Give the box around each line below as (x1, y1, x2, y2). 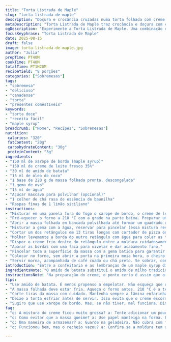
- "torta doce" (5, 111, 38, 117)
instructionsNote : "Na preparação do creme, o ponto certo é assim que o (5, 272, 165, 277)
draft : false (5, 41, 33, 46)
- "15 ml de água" (5, 187, 44, 192)
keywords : (5, 107, 26, 112)
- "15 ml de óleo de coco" (5, 173, 63, 178)
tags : (5, 78, 17, 83)
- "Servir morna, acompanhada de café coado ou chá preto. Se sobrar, (5, 258, 158, 264)
